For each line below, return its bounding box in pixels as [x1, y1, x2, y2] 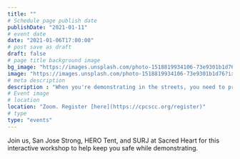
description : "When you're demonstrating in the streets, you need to [7, 83, 225, 91]
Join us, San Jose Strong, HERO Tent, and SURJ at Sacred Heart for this [7, 136, 220, 145]
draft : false [7, 51, 46, 58]
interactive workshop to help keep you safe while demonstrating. [7, 143, 199, 152]
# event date [7, 30, 46, 38]
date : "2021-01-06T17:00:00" [7, 37, 94, 44]
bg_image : [7, 63, 37, 71]
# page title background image [7, 57, 101, 64]
